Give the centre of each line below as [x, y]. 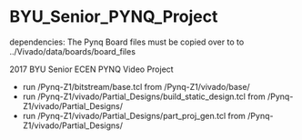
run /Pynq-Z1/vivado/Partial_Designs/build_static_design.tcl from [144, 96]
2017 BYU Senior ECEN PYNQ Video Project [92, 69]
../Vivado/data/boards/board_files [73, 51]
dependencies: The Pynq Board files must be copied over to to [127, 42]
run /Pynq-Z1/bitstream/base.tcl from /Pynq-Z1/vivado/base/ [136, 86]
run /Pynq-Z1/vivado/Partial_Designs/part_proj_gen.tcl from [134, 115]
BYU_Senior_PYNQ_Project [114, 17]
